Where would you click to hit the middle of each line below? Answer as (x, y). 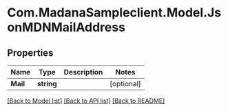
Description (83, 72)
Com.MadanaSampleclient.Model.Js (114, 13)
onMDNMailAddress (66, 27)
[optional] (125, 84)
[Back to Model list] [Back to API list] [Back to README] (86, 101)
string (47, 84)
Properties (30, 53)
